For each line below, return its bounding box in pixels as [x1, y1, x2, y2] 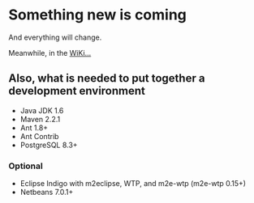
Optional [8, 160, 43, 171]
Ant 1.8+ [19, 123, 49, 133]
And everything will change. [8, 32, 102, 42]
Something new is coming [8, 6, 187, 24]
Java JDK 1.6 [19, 105, 64, 115]
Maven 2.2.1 [19, 114, 61, 124]
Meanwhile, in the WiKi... [8, 48, 92, 57]
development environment [8, 84, 146, 98]
